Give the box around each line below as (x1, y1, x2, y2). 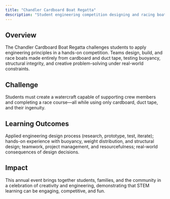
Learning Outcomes (5, 120, 69, 128)
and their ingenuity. (5, 105, 46, 111)
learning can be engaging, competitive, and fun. (5, 188, 105, 194)
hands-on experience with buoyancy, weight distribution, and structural (5, 138, 154, 144)
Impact (5, 164, 28, 172)
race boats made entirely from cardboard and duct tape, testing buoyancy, (5, 55, 161, 61)
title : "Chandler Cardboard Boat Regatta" (5, 7, 96, 13)
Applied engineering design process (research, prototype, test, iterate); (5, 133, 154, 139)
